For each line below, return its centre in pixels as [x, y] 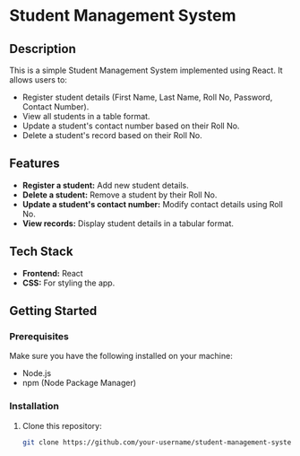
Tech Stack [41, 252]
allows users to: [38, 80]
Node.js [37, 373]
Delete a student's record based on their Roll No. [112, 135]
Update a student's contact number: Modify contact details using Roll [153, 204]
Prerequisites [39, 336]
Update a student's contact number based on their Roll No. [131, 126]
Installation [34, 407]
